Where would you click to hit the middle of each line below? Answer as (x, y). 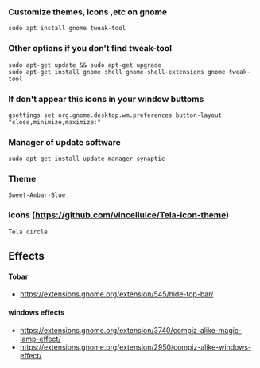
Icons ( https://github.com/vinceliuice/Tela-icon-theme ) (118, 215)
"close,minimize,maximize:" (55, 122)
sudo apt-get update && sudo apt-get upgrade (85, 65)
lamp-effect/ (40, 339)
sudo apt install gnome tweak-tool (67, 29)
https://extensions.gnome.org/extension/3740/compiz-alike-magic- (131, 330)
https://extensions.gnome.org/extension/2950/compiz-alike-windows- (136, 347)
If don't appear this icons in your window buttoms (106, 99)
